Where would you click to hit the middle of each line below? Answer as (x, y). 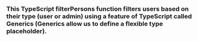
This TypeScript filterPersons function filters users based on (97, 9)
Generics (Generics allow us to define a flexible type (85, 24)
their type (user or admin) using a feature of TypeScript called (99, 16)
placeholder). (27, 31)
